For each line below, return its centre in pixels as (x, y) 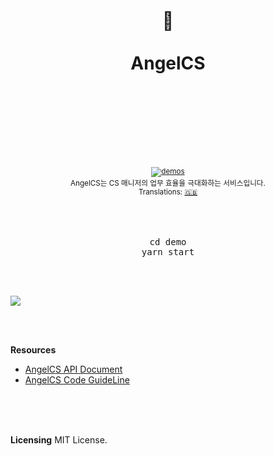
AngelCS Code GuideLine (77, 379)
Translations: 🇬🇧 (168, 192)
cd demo (168, 241)
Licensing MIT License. (59, 439)
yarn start (168, 251)
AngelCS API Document (73, 369)
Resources (33, 349)
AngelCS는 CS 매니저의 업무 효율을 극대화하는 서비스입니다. (168, 183)
